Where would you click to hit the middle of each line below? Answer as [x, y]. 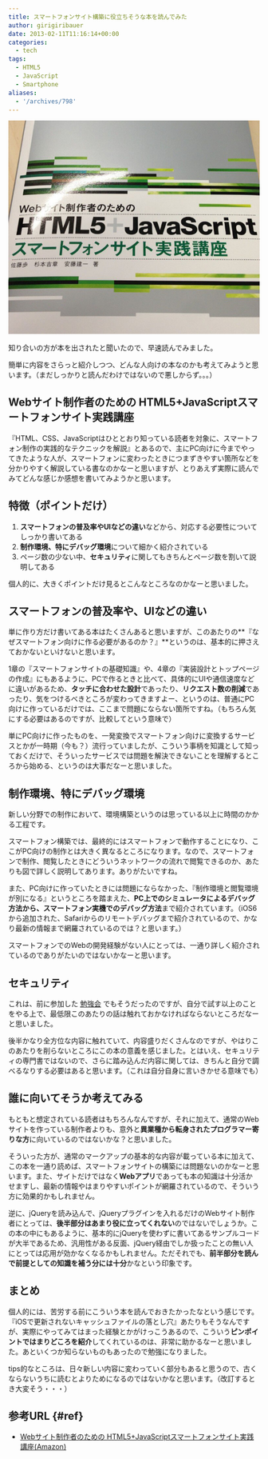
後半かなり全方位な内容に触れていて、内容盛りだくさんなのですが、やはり [130, 1041]
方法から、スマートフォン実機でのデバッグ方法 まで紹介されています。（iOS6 [133, 909]
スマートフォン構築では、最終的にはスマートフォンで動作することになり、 [130, 841]
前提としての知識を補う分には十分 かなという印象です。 [106, 1263]
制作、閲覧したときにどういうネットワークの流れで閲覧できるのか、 [134, 861]
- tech [26, 51]
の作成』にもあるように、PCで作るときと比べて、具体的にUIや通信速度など [132, 679]
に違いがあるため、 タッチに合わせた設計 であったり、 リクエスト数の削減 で [130, 689]
